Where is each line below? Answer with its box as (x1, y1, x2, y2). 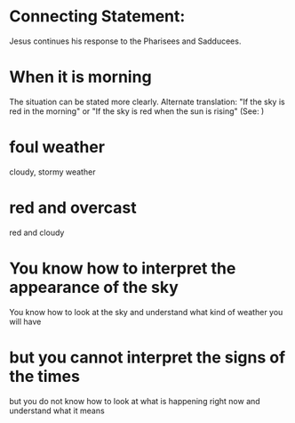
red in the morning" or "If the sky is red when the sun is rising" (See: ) (9, 105, 265, 117)
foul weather (9, 137, 105, 158)
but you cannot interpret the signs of (9, 347, 286, 367)
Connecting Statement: (9, 6, 186, 27)
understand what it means (9, 405, 105, 416)
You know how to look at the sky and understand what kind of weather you (9, 306, 283, 317)
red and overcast (9, 198, 137, 217)
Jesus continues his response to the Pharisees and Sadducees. (9, 36, 242, 46)
